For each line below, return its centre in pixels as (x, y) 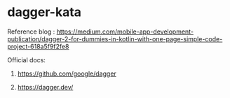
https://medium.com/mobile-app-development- (125, 31)
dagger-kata (45, 12)
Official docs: (26, 59)
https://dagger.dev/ (45, 87)
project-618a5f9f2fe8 (38, 46)
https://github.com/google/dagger (67, 73)
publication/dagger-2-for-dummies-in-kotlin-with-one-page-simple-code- (115, 38)
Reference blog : (31, 31)
